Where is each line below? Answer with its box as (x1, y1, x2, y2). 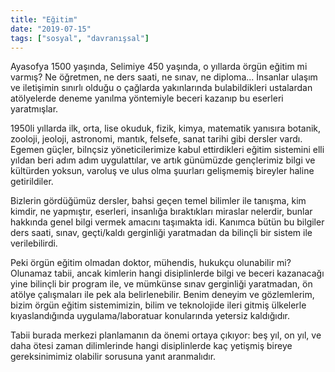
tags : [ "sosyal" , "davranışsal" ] (10, 33, 150, 43)
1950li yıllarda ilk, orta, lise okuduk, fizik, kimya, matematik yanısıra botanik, (10, 122, 322, 135)
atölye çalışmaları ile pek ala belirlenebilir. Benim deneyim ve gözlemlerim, (10, 289, 315, 301)
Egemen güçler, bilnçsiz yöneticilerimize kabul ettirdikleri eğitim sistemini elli (10, 144, 325, 156)
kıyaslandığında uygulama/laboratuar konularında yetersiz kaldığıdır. (10, 310, 291, 322)
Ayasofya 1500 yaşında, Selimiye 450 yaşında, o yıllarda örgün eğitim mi (10, 61, 308, 73)
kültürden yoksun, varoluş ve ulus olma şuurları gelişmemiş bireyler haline (10, 165, 315, 177)
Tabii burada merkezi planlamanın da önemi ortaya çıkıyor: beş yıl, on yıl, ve (10, 329, 322, 341)
